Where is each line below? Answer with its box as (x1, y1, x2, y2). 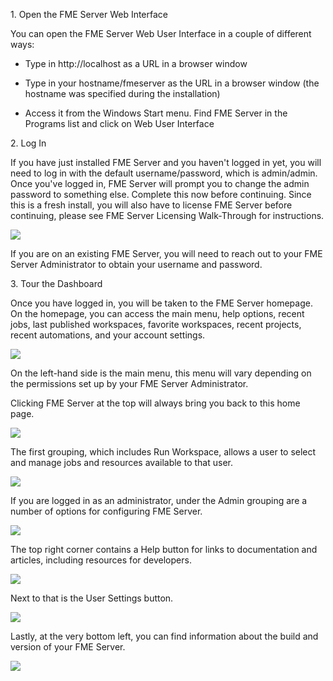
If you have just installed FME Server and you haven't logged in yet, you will (10, 157, 322, 168)
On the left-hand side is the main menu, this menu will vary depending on (10, 367, 312, 379)
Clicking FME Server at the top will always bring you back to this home (10, 397, 301, 409)
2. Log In (10, 137, 47, 149)
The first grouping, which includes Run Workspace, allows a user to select (10, 446, 317, 458)
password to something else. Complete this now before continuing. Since (10, 189, 312, 200)
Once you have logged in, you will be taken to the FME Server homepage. (10, 297, 313, 309)
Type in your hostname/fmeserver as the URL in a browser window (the (24, 77, 320, 89)
